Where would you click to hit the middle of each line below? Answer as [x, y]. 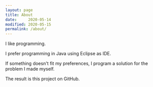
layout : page [19, 10]
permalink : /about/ [26, 29]
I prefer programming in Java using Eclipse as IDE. [58, 54]
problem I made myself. [30, 69]
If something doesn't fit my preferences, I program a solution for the [77, 63]
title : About [19, 15]
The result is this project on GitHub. [43, 79]
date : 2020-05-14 [28, 19]
